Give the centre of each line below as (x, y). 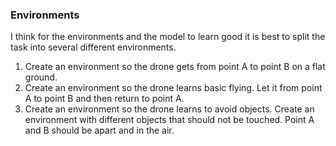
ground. (41, 77)
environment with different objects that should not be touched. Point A (169, 120)
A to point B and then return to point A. (104, 99)
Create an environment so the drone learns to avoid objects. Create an (169, 109)
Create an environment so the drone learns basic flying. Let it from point (173, 88)
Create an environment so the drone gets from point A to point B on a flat (175, 67)
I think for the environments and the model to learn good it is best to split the (168, 37)
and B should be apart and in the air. (99, 130)
